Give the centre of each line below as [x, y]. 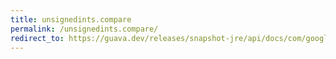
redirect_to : [37, 38]
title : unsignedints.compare [71, 19]
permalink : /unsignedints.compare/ [84, 29]
